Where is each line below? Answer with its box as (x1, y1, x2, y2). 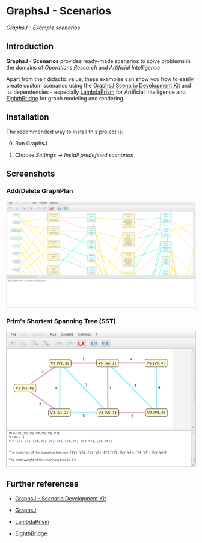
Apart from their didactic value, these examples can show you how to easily (6, 75, 194, 82)
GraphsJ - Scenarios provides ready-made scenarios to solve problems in (6, 57, 191, 64)
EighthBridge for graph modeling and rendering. (6, 94, 125, 102)
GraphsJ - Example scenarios (6, 24, 81, 31)
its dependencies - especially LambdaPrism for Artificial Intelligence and (6, 88, 186, 96)
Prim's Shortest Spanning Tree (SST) (6, 317, 116, 325)
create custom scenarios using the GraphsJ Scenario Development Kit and (6, 82, 191, 89)
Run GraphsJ (14, 139, 48, 147)
